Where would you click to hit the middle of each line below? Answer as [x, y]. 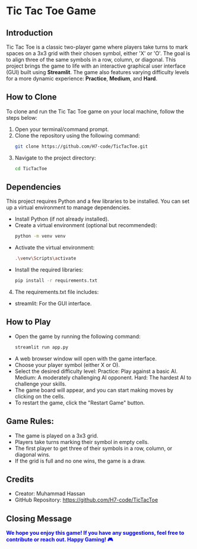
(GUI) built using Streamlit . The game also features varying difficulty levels [98, 72]
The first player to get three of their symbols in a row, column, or [93, 448]
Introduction [30, 33]
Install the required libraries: [49, 270]
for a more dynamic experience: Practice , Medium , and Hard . [82, 79]
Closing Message [39, 518]
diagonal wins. [32, 454]
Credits [20, 479]
